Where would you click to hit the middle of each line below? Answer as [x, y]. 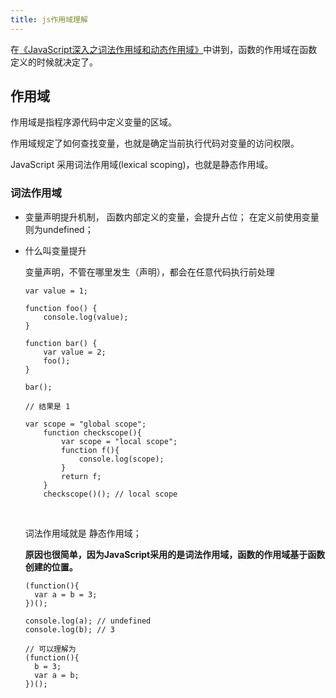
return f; [81, 476]
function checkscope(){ [92, 432]
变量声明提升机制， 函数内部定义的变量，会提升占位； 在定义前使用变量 [172, 217]
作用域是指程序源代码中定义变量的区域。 [93, 122]
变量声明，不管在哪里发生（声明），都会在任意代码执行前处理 [149, 272]
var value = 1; [56, 291]
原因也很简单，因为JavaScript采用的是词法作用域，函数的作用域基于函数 [175, 554]
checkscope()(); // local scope [110, 494]
